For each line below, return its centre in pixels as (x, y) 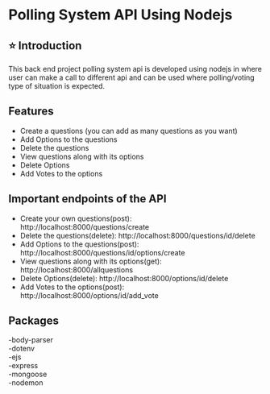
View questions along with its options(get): (91, 261)
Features (31, 112)
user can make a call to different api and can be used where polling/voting (132, 77)
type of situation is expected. (57, 86)
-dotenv (21, 349)
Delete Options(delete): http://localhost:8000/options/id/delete (124, 278)
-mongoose (28, 374)
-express (23, 366)
